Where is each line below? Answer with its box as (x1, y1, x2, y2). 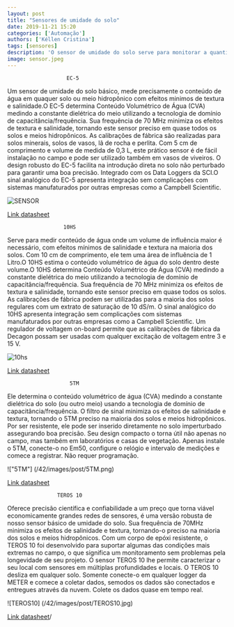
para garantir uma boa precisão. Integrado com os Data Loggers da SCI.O (7, 168, 219, 176)
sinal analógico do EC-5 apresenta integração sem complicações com (7, 176, 209, 184)
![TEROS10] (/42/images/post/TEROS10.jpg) (7, 598, 134, 607)
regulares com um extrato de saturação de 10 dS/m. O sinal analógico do (7, 302, 217, 311)
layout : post (7, 10, 45, 17)
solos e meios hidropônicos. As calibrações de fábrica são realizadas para (7, 131, 221, 139)
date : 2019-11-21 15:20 (7, 23, 77, 30)
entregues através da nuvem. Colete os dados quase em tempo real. (7, 585, 204, 594)
